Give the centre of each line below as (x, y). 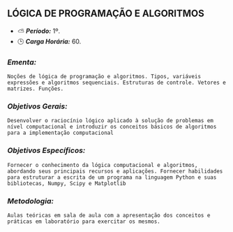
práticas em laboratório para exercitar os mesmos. (84, 222)
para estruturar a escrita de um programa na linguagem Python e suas (112, 177)
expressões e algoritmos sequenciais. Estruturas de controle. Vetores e (117, 83)
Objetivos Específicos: (46, 150)
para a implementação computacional (60, 133)
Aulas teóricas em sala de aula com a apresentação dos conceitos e (109, 215)
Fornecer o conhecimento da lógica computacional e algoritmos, (103, 165)
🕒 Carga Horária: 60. (49, 41)
